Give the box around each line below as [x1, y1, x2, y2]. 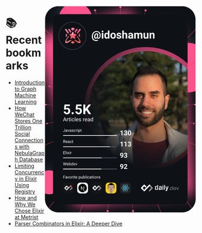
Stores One [14, 117, 43, 124]
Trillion [14, 124, 31, 131]
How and [14, 194, 37, 202]
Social [14, 130, 30, 137]
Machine [14, 91, 37, 99]
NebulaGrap [14, 149, 45, 156]
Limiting [14, 162, 34, 169]
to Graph [14, 85, 37, 92]
